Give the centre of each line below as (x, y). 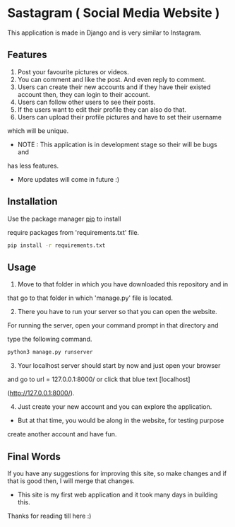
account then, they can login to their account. (84, 94)
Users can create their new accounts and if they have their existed (114, 87)
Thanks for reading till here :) (49, 516)
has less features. (33, 166)
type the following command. (50, 339)
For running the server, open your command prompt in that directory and (113, 325)
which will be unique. (38, 131)
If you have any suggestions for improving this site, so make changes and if (117, 473)
